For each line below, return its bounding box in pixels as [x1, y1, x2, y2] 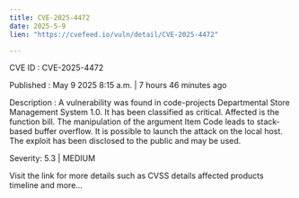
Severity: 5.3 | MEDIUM [9, 153, 96, 164]
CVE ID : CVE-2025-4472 [9, 62, 104, 73]
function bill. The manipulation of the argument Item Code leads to [9, 116, 255, 127]
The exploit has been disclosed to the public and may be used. [9, 136, 242, 147]
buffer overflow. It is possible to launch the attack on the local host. [34, 126, 283, 137]
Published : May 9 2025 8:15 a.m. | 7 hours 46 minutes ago [9, 80, 227, 91]
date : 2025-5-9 [9, 22, 66, 31]
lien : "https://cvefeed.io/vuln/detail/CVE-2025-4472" [9, 30, 219, 39]
